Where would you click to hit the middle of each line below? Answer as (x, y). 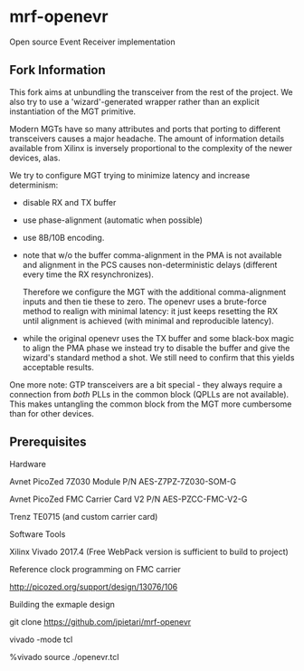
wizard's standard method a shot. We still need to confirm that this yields (158, 357)
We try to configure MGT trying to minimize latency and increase (130, 175)
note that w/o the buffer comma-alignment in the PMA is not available (152, 254)
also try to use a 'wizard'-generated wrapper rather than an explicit (134, 101)
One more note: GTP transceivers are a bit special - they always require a (146, 384)
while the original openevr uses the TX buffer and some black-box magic (158, 338)
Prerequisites (48, 442)
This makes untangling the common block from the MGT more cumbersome (151, 404)
